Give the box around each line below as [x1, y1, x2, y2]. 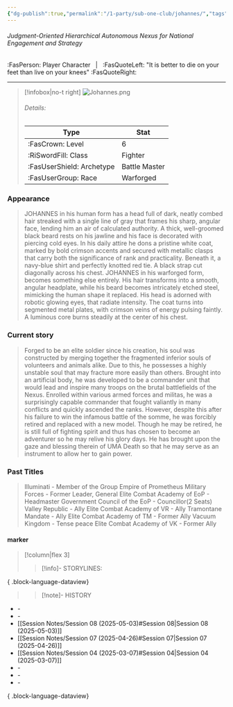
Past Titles [7, 467, 44, 476]
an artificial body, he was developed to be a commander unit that [24, 376, 210, 384]
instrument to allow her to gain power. [24, 449, 133, 458]
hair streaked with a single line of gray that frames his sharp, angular [24, 217, 221, 226]
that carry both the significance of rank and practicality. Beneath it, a [24, 254, 221, 263]
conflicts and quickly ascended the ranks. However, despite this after [24, 405, 222, 413]
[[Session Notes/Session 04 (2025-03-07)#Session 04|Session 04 [17, 649, 209, 657]
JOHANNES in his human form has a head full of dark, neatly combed [24, 210, 223, 218]
